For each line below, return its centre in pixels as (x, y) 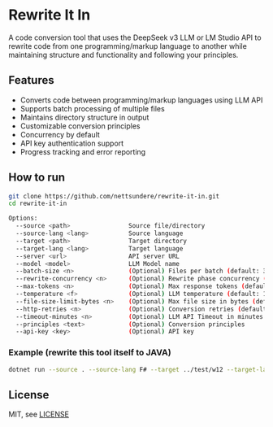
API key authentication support (72, 143)
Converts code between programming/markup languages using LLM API (141, 100)
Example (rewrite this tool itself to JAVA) (90, 353)
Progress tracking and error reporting (83, 151)
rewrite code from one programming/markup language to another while (128, 46)
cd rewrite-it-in (38, 204)
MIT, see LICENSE (39, 414)
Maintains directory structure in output (84, 117)
